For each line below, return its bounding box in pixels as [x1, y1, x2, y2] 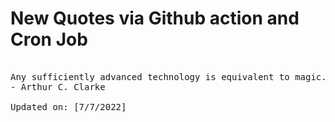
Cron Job [10, 28, 88, 51]
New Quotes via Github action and [10, 7, 300, 30]
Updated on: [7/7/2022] [10, 101, 127, 112]
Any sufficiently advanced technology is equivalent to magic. [10, 71, 327, 82]
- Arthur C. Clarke [10, 81, 106, 92]
